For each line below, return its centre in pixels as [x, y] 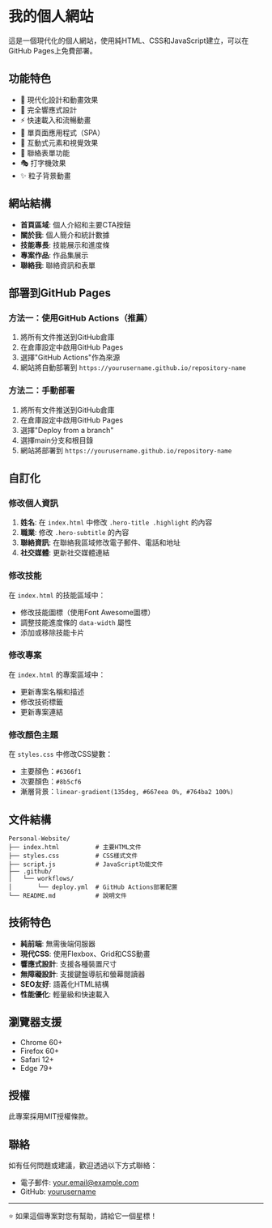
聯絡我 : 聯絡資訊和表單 [57, 265]
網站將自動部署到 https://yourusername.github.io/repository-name [133, 368]
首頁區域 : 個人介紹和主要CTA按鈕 [75, 224]
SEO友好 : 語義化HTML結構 [64, 984]
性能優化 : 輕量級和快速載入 [65, 994]
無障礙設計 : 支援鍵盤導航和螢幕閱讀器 [83, 974]
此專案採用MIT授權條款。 [51, 1116]
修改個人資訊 [34, 503]
